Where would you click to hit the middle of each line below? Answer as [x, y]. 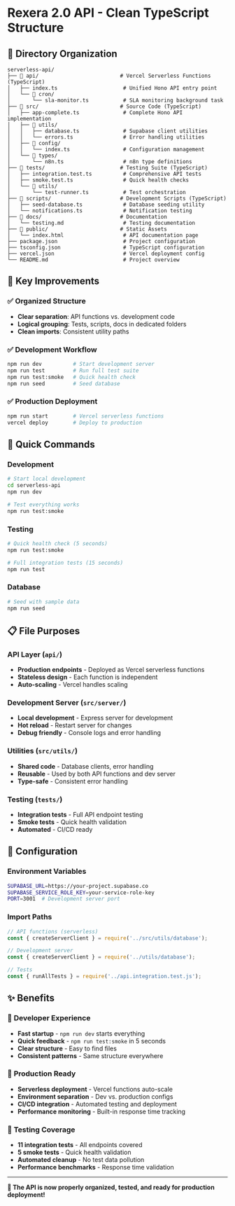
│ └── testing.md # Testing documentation [101, 223]
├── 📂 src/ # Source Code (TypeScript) [104, 107]
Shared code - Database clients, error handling [85, 766]
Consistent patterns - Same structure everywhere [90, 1055]
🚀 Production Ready [42, 1074]
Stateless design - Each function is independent [87, 677]
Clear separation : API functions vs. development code [96, 316]
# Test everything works [43, 505]
